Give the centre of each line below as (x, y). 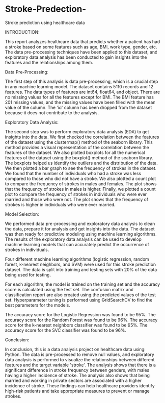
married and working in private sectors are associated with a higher (73, 380)
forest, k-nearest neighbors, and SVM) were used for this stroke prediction (81, 264)
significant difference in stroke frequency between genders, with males (77, 370)
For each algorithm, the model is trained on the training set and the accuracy (82, 284)
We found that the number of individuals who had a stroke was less (73, 173)
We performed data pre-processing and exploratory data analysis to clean (80, 224)
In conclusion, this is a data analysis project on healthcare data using (75, 349)
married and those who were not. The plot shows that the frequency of (77, 199)
